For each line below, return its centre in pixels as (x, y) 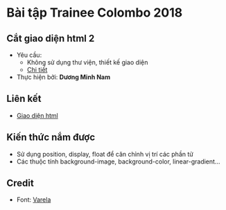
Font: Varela (34, 200)
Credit (20, 183)
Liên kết (24, 99)
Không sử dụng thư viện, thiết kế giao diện (87, 62)
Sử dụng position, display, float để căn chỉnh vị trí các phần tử (105, 154)
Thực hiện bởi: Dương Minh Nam (63, 77)
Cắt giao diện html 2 (51, 38)
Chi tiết (37, 70)
